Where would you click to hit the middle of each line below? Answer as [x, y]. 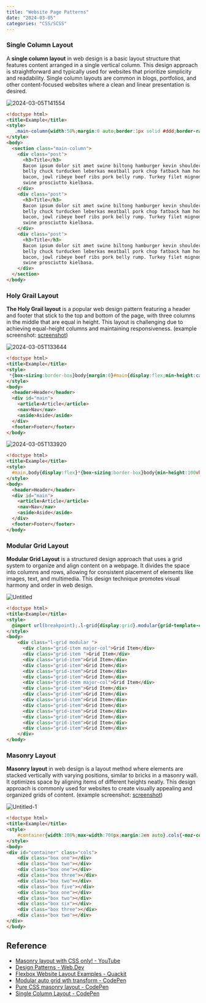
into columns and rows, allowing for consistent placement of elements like [100, 572]
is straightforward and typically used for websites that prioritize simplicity [99, 71]
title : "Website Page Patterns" [48, 12]
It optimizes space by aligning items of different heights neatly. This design [101, 782]
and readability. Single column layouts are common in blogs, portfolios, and [101, 78]
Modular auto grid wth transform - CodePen [71, 980]
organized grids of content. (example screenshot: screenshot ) [85, 795]
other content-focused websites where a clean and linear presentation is [98, 84]
